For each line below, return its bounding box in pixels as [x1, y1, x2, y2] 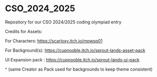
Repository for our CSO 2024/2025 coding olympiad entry [5, 19, 122, 25]
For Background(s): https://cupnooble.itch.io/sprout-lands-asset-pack [5, 47, 146, 53]
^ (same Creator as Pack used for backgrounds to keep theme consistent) [5, 66, 153, 72]
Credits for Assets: [5, 28, 43, 34]
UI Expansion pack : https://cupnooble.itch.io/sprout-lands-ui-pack [5, 57, 140, 62]
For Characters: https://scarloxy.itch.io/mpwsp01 [5, 38, 103, 44]
